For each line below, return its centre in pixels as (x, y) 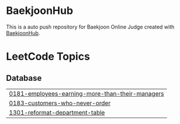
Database (24, 78)
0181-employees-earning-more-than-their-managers (86, 93)
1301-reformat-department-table (57, 112)
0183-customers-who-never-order (60, 103)
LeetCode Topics (48, 57)
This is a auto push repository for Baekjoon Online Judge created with (90, 27)
